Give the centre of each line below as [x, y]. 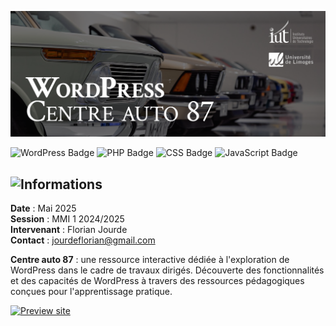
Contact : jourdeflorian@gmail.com [83, 240]
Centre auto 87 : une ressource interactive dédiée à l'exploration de [150, 260]
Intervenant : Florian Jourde [69, 230]
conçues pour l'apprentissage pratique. [91, 292]
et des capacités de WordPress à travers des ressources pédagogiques [157, 281]
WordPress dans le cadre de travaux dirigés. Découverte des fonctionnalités [167, 270]
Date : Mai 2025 [43, 208]
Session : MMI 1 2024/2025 [67, 219]
